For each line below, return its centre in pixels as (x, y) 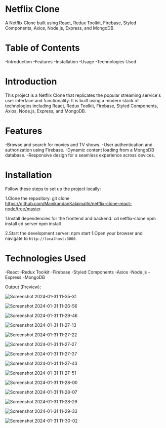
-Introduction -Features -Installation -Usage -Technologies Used (71, 61)
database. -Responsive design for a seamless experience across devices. (80, 155)
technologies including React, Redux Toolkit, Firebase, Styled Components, (82, 106)
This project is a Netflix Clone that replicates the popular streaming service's (83, 95)
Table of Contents (42, 48)
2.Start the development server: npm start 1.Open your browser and (74, 233)
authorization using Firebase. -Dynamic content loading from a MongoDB (80, 150)
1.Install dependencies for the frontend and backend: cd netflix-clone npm (81, 218)
